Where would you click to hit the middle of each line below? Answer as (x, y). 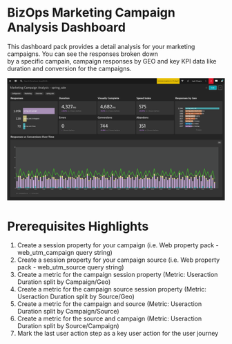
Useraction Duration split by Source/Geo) (76, 297)
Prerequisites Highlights (78, 226)
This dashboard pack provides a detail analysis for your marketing (101, 46)
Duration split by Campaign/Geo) (64, 282)
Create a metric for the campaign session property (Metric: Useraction (117, 275)
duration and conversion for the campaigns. (69, 68)
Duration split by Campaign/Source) (68, 312)
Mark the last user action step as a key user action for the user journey (118, 334)
